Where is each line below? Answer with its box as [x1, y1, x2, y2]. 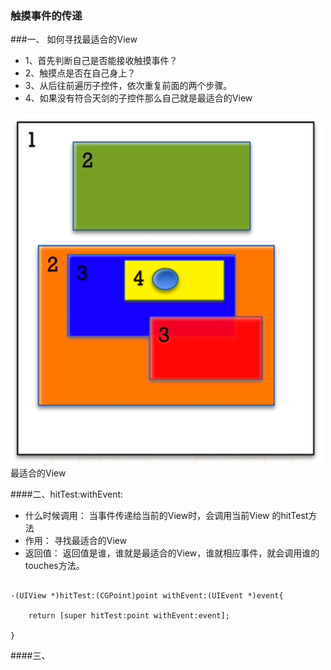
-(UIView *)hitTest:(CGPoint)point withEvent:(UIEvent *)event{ [10, 591, 284, 601]
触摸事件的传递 [10, 8, 83, 22]
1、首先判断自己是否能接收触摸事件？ [24, 55, 178, 67]
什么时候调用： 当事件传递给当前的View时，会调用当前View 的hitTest [24, 510, 309, 522]
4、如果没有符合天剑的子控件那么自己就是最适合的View [24, 92, 253, 104]
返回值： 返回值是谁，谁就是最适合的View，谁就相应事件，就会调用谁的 [24, 547, 320, 559]
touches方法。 [24, 560, 85, 572]
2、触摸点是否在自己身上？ [24, 67, 137, 79]
